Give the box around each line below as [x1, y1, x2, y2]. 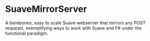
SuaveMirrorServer [5, 3, 87, 15]
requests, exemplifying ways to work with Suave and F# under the [5, 25, 142, 31]
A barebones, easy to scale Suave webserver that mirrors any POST [5, 20, 146, 26]
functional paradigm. [5, 30, 49, 36]
